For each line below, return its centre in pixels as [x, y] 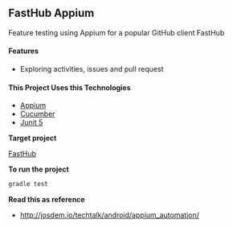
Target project [33, 138]
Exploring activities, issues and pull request [92, 69]
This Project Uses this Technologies [69, 87]
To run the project [39, 169]
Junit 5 [31, 122]
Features [23, 51]
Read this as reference [47, 200]
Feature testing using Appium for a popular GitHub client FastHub [117, 32]
